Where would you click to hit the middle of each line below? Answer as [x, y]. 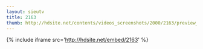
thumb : [14, 23]
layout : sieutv [25, 12]
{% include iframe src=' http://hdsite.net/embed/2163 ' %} [78, 40]
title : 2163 [21, 17]
